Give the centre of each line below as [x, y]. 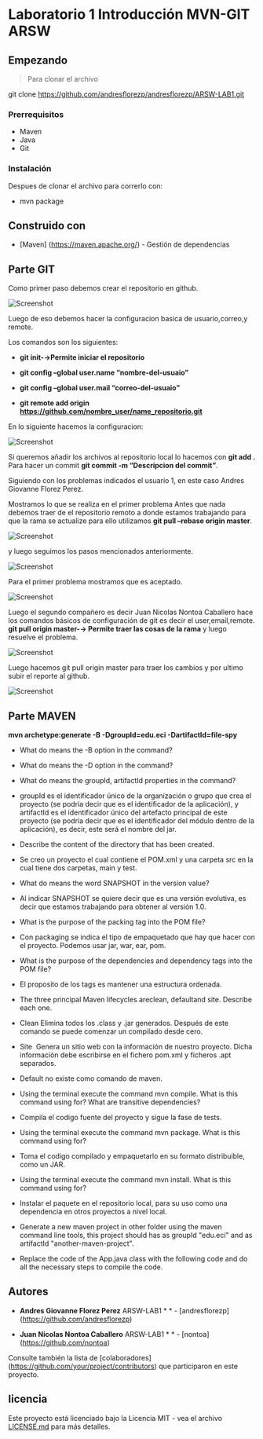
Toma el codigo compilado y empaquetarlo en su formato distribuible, [132, 1156]
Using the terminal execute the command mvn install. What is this [125, 1180]
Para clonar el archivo [62, 79]
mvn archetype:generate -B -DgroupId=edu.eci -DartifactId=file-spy [123, 735]
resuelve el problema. [43, 637]
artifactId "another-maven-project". [77, 1243]
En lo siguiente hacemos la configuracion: [76, 427]
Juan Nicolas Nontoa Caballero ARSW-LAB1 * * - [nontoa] [114, 1334]
